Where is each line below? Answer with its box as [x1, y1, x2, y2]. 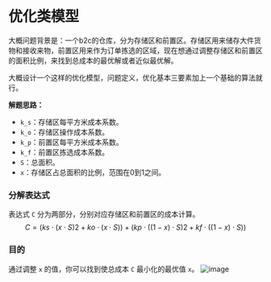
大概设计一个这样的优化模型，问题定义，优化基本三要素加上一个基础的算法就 [8, 73, 263, 82]
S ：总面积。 [19, 157, 60, 167]
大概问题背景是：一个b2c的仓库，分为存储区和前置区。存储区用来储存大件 [8, 35, 255, 45]
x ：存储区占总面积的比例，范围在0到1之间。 [19, 167, 166, 177]
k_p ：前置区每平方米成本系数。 [19, 137, 123, 147]
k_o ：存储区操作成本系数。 [19, 126, 110, 137]
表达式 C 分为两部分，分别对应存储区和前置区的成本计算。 [8, 209, 200, 219]
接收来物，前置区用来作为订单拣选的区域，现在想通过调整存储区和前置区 [22, 45, 263, 55]
